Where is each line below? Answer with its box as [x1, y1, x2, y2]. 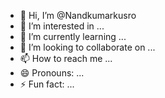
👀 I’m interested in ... [19, 20, 105, 32]
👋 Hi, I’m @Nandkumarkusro [19, 10, 137, 21]
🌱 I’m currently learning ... [19, 31, 127, 42]
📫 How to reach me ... [19, 53, 113, 64]
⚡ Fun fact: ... [19, 78, 75, 90]
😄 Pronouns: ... [19, 67, 85, 79]
